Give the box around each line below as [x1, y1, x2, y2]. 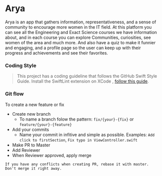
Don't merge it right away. [5, 166, 62, 171]
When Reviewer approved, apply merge [12, 152, 91, 158]
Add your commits [12, 126, 50, 132]
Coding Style [5, 62, 36, 69]
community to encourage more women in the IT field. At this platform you [5, 24, 152, 30]
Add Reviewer [12, 147, 40, 153]
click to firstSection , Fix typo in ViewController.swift [19, 137, 138, 142]
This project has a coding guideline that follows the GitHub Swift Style [17, 73, 157, 79]
